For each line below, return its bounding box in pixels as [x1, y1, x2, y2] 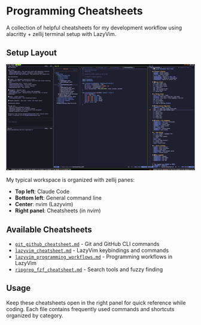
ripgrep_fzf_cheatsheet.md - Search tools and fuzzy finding [14, 266, 163, 273]
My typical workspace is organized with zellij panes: [6, 176, 135, 183]
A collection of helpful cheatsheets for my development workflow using [6, 24, 182, 31]
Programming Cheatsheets [6, 4, 144, 18]
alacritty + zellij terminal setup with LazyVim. [6, 30, 117, 37]
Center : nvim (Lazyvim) [14, 201, 74, 208]
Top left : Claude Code [14, 188, 70, 195]
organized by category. [6, 312, 64, 319]
